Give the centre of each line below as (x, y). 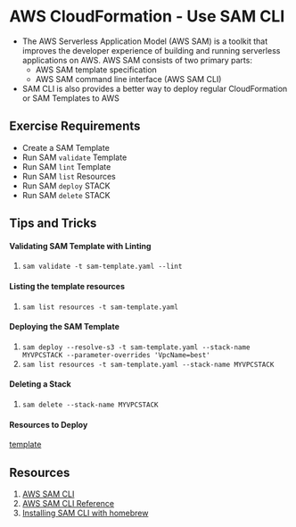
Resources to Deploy (49, 424)
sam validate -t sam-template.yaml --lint (102, 267)
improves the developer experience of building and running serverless (151, 50)
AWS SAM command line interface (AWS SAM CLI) (128, 79)
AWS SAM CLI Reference (68, 503)
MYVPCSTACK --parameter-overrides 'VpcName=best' (116, 355)
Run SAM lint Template (66, 166)
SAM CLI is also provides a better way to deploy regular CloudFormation (155, 88)
